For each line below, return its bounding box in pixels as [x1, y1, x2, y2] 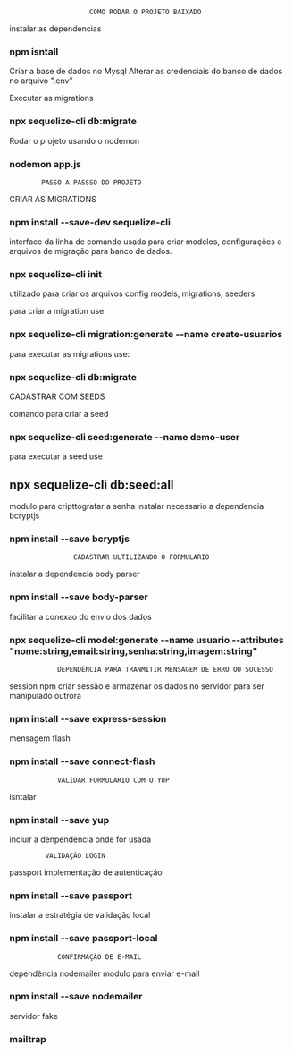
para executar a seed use [9, 451, 103, 462]
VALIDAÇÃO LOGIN [45, 851, 105, 860]
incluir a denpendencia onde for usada [9, 834, 152, 845]
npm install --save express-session [9, 713, 167, 725]
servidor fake [9, 1010, 58, 1021]
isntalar [9, 791, 38, 802]
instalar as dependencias [9, 23, 102, 34]
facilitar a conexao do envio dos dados [9, 611, 152, 622]
